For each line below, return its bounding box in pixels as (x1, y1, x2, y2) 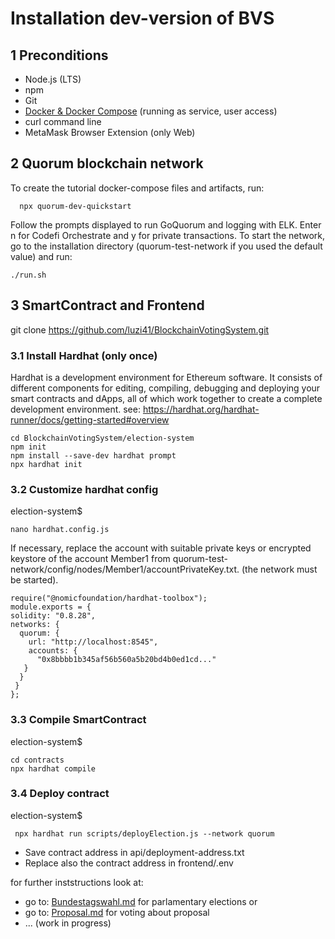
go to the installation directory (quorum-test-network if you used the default (10, 240, 323, 252)
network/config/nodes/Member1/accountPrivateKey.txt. (10, 563, 240, 576)
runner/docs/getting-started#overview (10, 413, 170, 426)
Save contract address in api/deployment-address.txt (24, 846, 245, 858)
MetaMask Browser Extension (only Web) (24, 127, 196, 138)
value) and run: (10, 250, 73, 262)
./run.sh (10, 270, 47, 280)
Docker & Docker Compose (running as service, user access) (24, 105, 278, 117)
